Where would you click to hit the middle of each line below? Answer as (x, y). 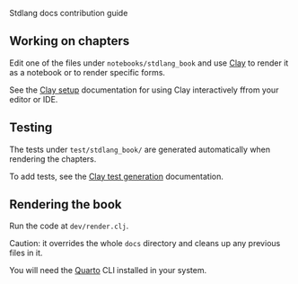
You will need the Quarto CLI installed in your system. (108, 271)
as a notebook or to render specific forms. (88, 72)
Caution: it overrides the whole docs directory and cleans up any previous (145, 244)
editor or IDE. (34, 99)
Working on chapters (70, 41)
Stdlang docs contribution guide (69, 13)
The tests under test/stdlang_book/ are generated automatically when (140, 149)
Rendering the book (66, 204)
